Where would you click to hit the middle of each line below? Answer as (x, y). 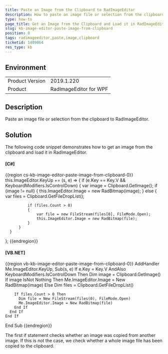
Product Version (27, 81)
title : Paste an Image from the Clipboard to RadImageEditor (70, 10)
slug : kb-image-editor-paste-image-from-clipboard (59, 29)
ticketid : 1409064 (24, 43)
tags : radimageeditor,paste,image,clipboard (52, 38)
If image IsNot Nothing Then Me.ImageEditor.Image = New (65, 280)
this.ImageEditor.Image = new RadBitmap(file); (87, 219)
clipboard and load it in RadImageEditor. (46, 152)
